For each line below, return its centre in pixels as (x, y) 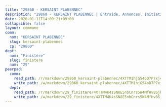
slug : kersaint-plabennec (36, 42)
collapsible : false (25, 23)
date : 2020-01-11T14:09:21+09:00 (40, 19)
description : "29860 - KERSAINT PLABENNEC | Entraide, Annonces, (74, 14)
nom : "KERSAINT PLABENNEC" (37, 37)
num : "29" (20, 65)
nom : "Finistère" (27, 55)
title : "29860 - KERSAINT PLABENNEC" (44, 10)
